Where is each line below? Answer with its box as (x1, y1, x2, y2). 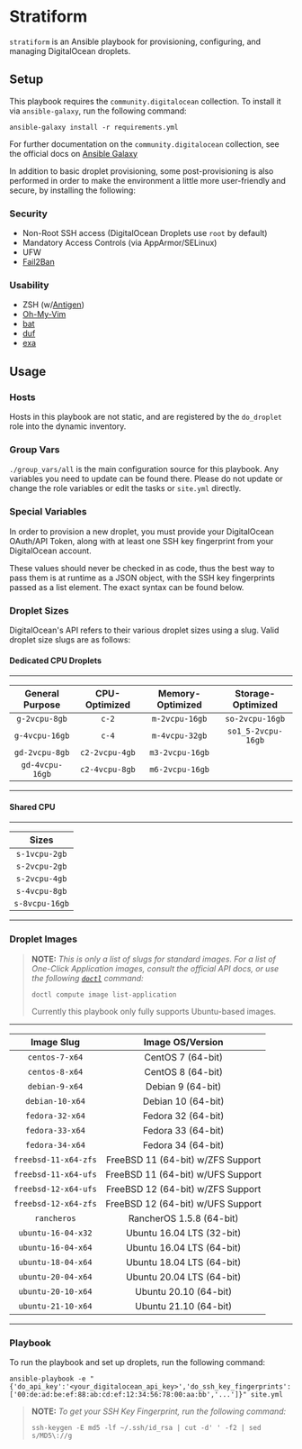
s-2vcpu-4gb (16, 874, 67, 884)
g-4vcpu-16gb (13, 731, 70, 741)
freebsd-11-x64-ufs (13, 1169, 97, 1180)
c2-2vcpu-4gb (80, 748, 137, 758)
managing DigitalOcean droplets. (9, 45, 131, 56)
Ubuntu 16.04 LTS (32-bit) (125, 1226, 242, 1239)
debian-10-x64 (25, 1096, 85, 1106)
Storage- (235, 688, 276, 700)
